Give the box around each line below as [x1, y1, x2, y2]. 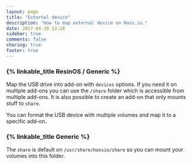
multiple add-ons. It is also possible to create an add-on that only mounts [6, 94, 186, 101]
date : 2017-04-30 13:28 [6, 25, 66, 32]
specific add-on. [6, 117, 47, 125]
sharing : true [6, 42, 42, 48]
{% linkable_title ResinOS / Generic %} [6, 67, 120, 75]
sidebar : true [6, 31, 42, 37]
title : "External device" [6, 14, 70, 20]
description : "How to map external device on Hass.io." [6, 20, 148, 26]
